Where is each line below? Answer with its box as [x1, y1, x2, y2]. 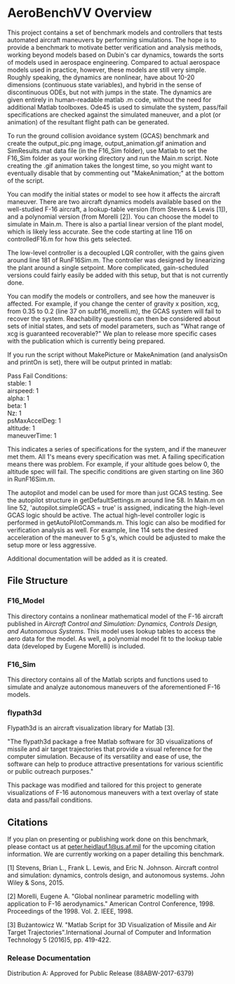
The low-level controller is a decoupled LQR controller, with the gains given [7, 248, 224, 257]
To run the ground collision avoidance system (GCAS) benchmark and [7, 132, 209, 140]
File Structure [7, 575, 68, 587]
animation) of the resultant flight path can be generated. [7, 117, 170, 126]
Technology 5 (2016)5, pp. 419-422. [7, 935, 112, 944]
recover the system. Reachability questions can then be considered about [7, 314, 221, 323]
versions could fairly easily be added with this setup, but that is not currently [7, 271, 229, 279]
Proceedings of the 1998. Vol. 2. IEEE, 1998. [7, 907, 133, 916]
